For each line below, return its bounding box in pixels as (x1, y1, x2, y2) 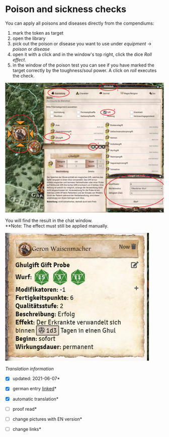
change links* (12, 426, 42, 432)
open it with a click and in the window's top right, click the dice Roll (12, 51, 152, 57)
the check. (12, 72, 35, 79)
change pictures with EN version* (12, 416, 82, 422)
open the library (12, 35, 46, 41)
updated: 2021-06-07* (12, 376, 60, 382)
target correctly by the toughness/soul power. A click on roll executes (12, 67, 157, 74)
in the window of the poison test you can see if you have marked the (12, 62, 154, 68)
